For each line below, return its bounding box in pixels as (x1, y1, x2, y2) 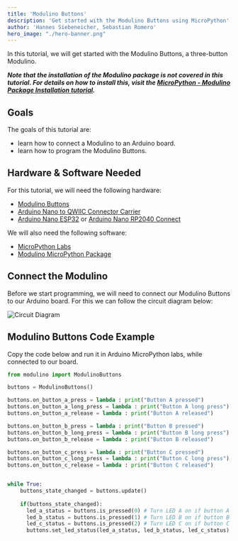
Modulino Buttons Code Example (7, 331, 155, 343)
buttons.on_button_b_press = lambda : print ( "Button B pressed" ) (7, 423, 204, 430)
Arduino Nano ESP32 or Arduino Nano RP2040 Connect (17, 214, 181, 223)
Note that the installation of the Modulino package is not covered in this (7, 71, 223, 79)
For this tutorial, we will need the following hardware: (7, 186, 161, 194)
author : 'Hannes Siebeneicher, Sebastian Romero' (7, 23, 157, 30)
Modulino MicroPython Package (17, 250, 112, 258)
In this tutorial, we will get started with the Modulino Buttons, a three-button (7, 50, 228, 58)
